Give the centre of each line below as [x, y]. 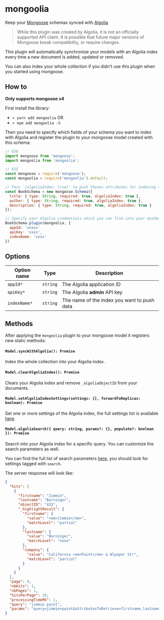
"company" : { [36, 550]
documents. [17, 388]
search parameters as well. [32, 449]
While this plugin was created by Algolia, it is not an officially [78, 32]
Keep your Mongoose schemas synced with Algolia [57, 22]
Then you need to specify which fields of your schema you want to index [78, 132]
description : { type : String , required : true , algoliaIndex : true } [81, 205]
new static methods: [26, 341]
